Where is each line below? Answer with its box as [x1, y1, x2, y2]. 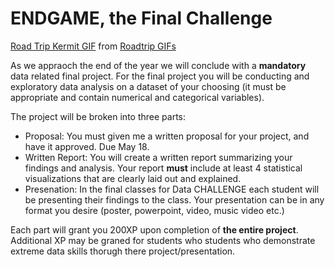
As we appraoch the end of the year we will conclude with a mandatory [10, 59, 307, 71]
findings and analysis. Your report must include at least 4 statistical [24, 162, 303, 174]
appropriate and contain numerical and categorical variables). [10, 91, 265, 103]
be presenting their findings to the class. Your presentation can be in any [24, 193, 325, 206]
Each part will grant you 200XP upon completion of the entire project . [10, 223, 299, 236]
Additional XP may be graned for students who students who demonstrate [10, 234, 316, 246]
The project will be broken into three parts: [10, 110, 186, 122]
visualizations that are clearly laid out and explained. [24, 172, 242, 184]
